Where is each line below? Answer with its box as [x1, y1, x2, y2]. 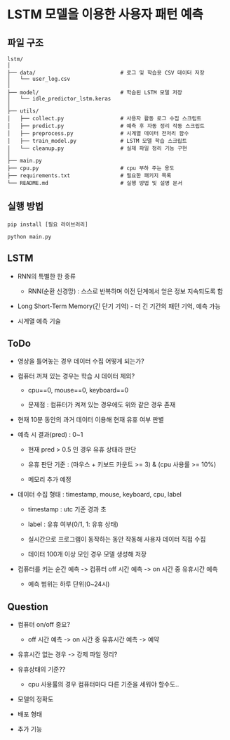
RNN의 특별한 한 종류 [17, 272, 76, 280]
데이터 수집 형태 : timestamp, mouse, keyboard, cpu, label [17, 490, 182, 499]
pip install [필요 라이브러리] [7, 221, 88, 228]
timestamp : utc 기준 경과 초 [27, 505, 107, 513]
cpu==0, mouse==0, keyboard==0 [27, 386, 129, 395]
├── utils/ [7, 108, 39, 115]
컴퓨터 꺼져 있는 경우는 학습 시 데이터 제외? [17, 372, 135, 381]
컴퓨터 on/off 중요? [17, 620, 71, 629]
